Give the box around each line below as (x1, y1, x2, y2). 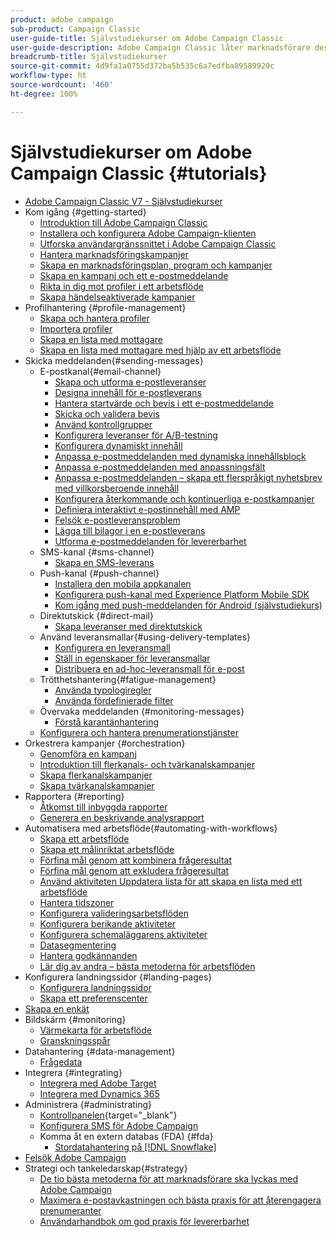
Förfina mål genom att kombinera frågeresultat (39, 854, 232, 866)
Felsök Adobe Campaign (24, 1151, 127, 1163)
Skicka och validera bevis (54, 407, 160, 420)
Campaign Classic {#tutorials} (10, 162, 268, 185)
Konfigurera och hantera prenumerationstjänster (39, 726, 239, 738)
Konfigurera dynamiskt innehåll (54, 439, 183, 451)
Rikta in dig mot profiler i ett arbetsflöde (39, 280, 204, 292)
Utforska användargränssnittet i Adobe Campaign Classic (39, 237, 277, 250)
